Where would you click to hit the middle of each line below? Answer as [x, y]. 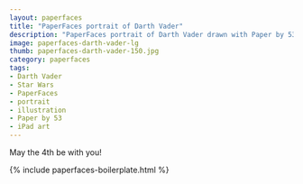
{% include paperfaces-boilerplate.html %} [89, 170]
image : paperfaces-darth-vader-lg [74, 43]
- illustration [38, 110]
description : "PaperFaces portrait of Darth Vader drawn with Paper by [147, 34]
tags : [19, 69]
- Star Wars [32, 85]
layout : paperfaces [46, 18]
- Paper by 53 [36, 118]
